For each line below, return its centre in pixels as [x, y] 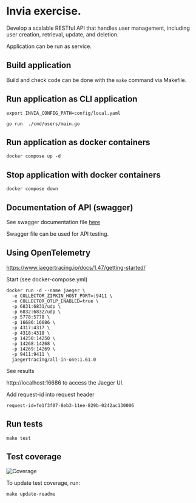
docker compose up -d [34, 156]
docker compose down [32, 189]
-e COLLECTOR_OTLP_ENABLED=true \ [55, 301]
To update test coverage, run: [43, 483]
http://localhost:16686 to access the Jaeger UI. [65, 382]
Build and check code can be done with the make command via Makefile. [96, 80]
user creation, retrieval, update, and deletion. [63, 34]
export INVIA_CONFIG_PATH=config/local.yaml [63, 113]
